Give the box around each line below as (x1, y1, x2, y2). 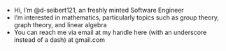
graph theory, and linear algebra (13, 21, 107, 29)
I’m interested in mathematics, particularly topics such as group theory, (13, 13, 219, 22)
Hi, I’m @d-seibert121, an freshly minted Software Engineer (13, 6, 184, 14)
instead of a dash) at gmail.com (13, 36, 105, 44)
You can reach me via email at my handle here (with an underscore (13, 28, 207, 36)
